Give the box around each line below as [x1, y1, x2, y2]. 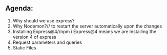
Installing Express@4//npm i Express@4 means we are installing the [12, 28, 157, 35]
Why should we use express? [12, 17, 75, 23]
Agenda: [5, 4, 33, 13]
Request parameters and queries [12, 39, 82, 45]
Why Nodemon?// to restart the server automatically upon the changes [12, 23, 162, 29]
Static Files [12, 44, 36, 50]
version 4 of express [12, 34, 56, 40]
